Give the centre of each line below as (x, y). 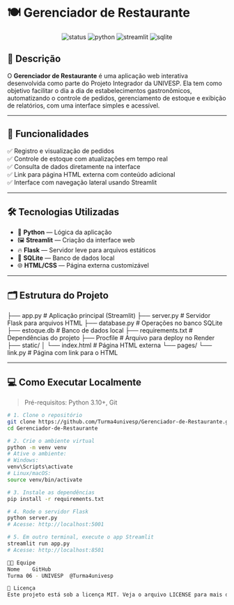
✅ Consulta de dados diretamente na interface (74, 166)
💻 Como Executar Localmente (74, 382)
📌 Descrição (34, 59)
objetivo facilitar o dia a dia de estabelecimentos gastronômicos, (100, 90)
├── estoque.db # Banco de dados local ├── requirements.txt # (100, 330)
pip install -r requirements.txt (56, 499)
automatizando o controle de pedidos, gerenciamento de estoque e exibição (117, 98)
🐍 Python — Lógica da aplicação (64, 232)
